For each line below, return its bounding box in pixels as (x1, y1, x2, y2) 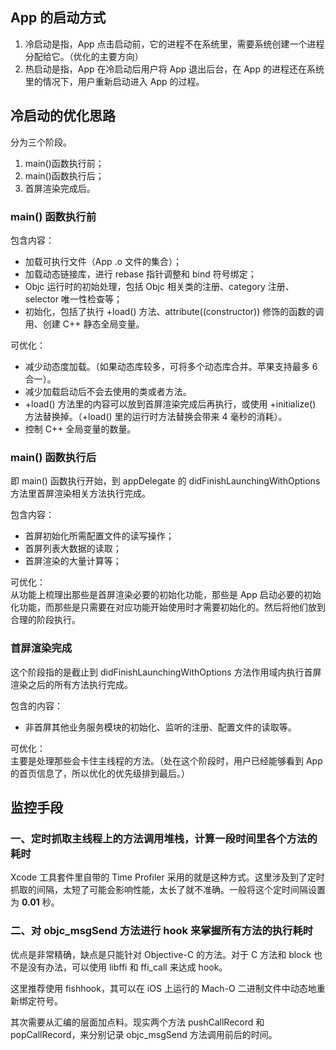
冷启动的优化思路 (10, 108, 116, 125)
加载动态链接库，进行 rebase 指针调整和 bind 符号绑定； (24, 268, 257, 280)
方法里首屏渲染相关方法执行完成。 (10, 488, 151, 500)
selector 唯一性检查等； (24, 293, 123, 305)
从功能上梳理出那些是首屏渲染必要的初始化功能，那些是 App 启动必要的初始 (10, 589, 322, 601)
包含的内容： (10, 699, 63, 712)
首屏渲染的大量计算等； (24, 555, 122, 567)
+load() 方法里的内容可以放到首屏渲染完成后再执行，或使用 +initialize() (24, 398, 317, 410)
